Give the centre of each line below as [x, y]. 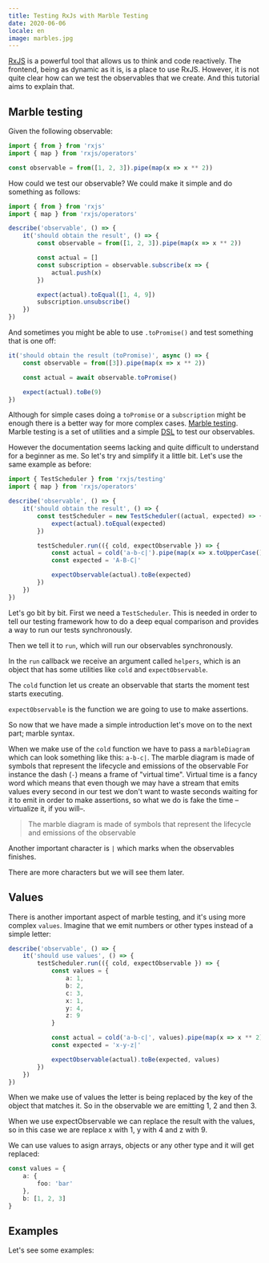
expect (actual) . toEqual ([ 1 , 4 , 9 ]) [96, 295]
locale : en [26, 31]
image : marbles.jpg [41, 38]
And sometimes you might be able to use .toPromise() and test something [131, 332]
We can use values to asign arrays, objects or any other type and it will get [131, 1146]
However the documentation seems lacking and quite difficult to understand [134, 447]
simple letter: [30, 934]
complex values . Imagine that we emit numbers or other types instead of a [131, 925]
